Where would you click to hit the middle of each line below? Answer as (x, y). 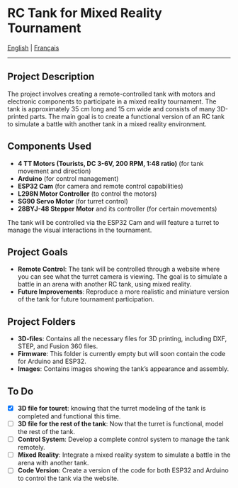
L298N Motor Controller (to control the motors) (87, 194)
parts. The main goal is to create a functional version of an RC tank (127, 116)
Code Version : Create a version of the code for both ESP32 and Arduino (123, 470)
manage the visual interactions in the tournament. (80, 230)
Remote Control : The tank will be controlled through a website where (119, 269)
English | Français (33, 48)
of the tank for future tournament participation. (86, 299)
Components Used (50, 146)
